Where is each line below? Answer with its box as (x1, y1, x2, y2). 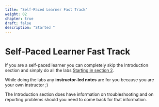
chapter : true (5, 16, 34, 21)
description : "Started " (5, 25, 55, 30)
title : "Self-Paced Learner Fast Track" (5, 7, 88, 12)
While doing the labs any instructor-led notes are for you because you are (5, 77, 154, 83)
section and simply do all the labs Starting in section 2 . (5, 68, 114, 73)
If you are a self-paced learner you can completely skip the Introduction (5, 62, 149, 68)
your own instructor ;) (5, 82, 48, 88)
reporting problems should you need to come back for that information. (5, 97, 147, 103)
